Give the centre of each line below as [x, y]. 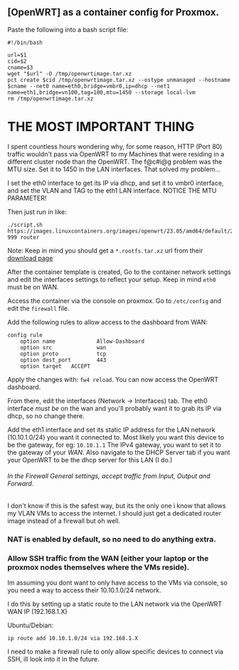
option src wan [63, 347]
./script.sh [25, 225]
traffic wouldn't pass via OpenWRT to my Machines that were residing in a [116, 154]
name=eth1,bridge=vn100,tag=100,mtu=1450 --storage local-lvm [101, 92]
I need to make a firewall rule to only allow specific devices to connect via [116, 652]
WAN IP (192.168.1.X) [37, 612]
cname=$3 [20, 68]
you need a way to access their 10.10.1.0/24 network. [84, 590]
